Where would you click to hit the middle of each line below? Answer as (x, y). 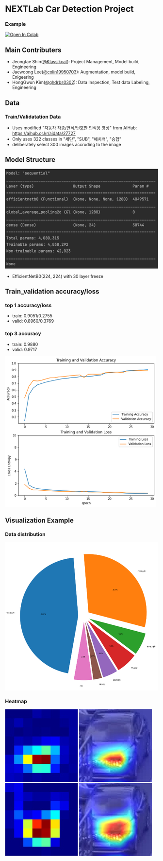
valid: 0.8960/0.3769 (33, 321)
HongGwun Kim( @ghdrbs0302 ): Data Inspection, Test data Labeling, (81, 82)
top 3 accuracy (23, 334)
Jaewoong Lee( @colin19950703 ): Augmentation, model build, (74, 72)
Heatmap (16, 701)
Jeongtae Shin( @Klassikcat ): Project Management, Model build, (76, 62)
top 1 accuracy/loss (28, 305)
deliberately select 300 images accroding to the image (66, 144)
